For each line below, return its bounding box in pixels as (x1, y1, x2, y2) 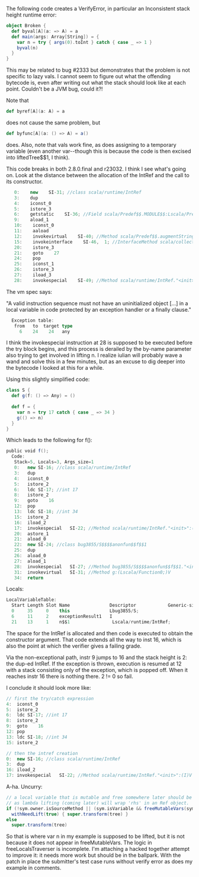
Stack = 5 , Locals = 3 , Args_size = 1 (14, 459, 94, 465)
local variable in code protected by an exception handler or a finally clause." (6, 306, 191, 313)
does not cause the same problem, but (6, 119, 101, 126)
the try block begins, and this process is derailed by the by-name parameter (6, 345, 191, 353)
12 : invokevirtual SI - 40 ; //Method (14, 233, 118, 239)
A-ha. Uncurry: (6, 783, 43, 790)
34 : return (14, 575, 44, 581)
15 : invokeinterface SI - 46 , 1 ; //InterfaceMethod (14, 239, 158, 245)
